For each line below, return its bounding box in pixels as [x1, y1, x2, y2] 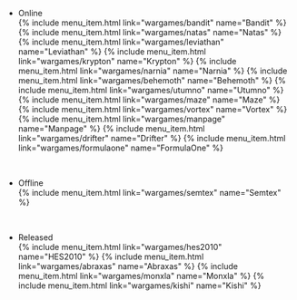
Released [17, 232, 54, 243]
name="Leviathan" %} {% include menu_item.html [17, 46, 206, 57]
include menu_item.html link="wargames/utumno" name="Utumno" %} [17, 85, 284, 95]
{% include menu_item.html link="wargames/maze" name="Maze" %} [17, 94, 281, 105]
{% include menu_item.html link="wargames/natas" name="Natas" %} [17, 27, 282, 37]
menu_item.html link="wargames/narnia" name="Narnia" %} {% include [17, 65, 288, 76]
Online [17, 8, 43, 18]
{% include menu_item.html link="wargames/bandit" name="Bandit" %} [17, 17, 287, 28]
